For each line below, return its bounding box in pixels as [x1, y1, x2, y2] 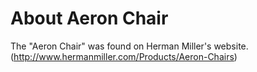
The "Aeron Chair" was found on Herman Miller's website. [10, 40, 249, 52]
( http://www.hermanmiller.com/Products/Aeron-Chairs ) [10, 50, 238, 62]
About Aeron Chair [10, 7, 169, 30]
